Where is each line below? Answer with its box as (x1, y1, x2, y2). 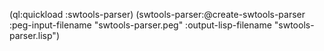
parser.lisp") (9, 30, 60, 41)
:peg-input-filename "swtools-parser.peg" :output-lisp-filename (9, 19, 272, 31)
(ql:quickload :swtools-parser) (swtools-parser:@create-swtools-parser (9, 9, 306, 20)
